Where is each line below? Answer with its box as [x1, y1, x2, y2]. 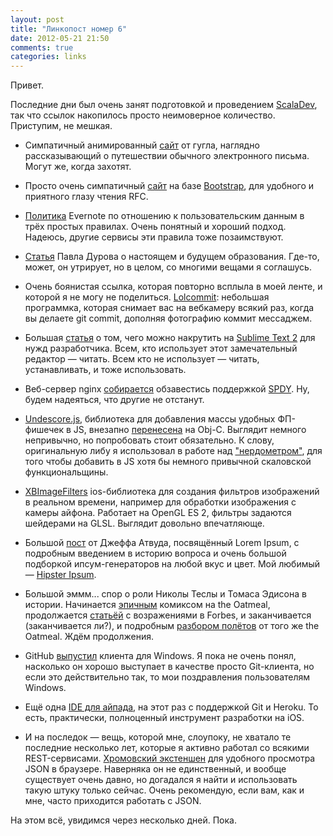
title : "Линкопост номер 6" [10, 24, 128, 34]
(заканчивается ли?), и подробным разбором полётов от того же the [24, 620, 320, 632]
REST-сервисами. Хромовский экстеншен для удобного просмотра [24, 752, 316, 765]
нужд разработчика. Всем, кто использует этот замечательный [24, 342, 298, 355]
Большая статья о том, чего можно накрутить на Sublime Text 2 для [24, 332, 316, 344]
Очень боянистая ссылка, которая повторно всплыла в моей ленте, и [24, 281, 323, 293]
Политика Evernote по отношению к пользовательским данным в [24, 210, 305, 222]
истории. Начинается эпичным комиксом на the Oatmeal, [24, 599, 271, 611]
